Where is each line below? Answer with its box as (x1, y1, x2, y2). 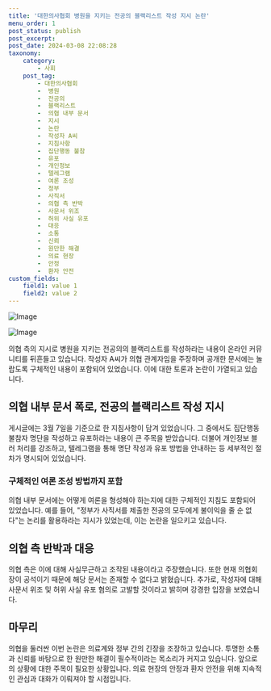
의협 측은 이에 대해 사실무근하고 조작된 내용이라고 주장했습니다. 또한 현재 (8, 564, 236, 574)
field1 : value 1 (23, 282, 78, 291)
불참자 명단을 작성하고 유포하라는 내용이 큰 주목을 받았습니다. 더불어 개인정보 (8, 433, 250, 442)
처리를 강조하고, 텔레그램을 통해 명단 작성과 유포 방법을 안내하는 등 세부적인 (16, 443, 254, 453)
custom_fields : (8, 274, 60, 283)
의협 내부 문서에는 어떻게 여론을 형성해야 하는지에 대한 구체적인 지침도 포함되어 (8, 496, 256, 505)
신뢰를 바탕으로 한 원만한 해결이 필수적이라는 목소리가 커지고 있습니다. (16, 653, 236, 663)
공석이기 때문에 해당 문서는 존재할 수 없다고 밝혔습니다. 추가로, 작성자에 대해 (23, 574, 262, 584)
